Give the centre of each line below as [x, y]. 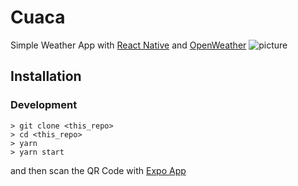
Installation [46, 76]
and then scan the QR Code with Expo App [98, 170]
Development [44, 105]
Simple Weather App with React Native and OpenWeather [128, 45]
